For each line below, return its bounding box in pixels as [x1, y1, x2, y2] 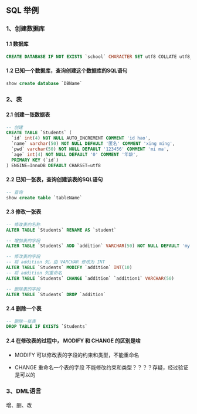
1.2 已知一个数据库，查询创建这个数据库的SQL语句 [6, 67, 128, 74]
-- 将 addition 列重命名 [6, 270, 63, 276]
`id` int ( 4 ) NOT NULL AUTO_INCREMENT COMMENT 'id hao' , [11, 135, 151, 141]
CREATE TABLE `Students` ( [6, 130, 72, 136]
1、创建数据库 [6, 25, 45, 33]
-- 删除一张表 [6, 318, 36, 324]
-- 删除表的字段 [6, 286, 40, 292]
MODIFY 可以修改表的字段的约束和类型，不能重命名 [14, 351, 140, 358]
